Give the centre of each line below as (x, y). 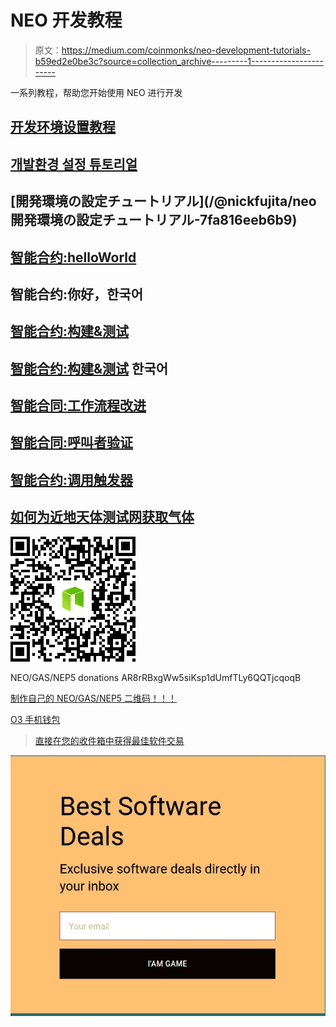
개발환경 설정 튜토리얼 (74, 164)
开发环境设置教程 (63, 127)
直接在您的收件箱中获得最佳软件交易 (109, 740)
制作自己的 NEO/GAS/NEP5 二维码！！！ (94, 698)
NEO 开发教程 (66, 20)
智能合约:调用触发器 (72, 479)
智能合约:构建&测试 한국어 (89, 368)
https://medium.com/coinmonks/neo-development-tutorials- (186, 50)
